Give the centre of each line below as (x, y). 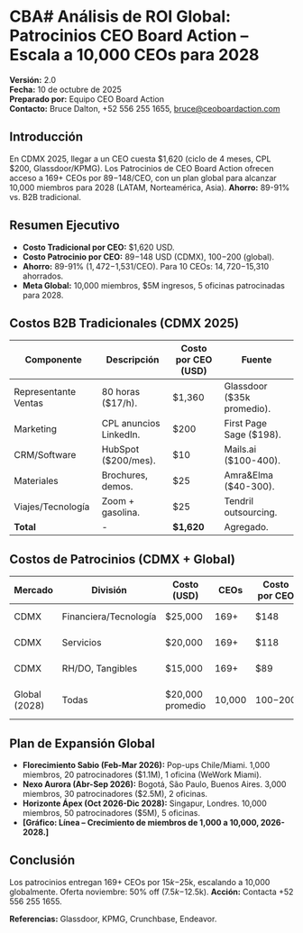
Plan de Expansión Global (82, 743)
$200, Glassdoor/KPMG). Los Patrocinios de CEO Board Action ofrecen (142, 168)
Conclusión (42, 860)
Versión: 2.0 (33, 79)
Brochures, (125, 475)
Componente (54, 360)
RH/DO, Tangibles (100, 669)
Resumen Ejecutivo (64, 226)
